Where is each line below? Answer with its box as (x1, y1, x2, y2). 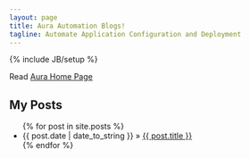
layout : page (9, 12, 58, 22)
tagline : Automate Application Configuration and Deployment (9, 29, 242, 38)
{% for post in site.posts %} (21, 121, 125, 132)
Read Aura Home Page (9, 71, 94, 82)
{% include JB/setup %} (9, 54, 98, 65)
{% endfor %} (21, 140, 74, 151)
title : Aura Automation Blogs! (9, 21, 126, 30)
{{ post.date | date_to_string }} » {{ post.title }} (21, 130, 193, 141)
